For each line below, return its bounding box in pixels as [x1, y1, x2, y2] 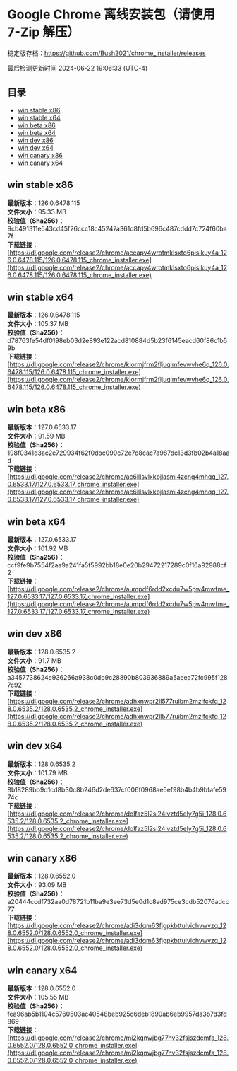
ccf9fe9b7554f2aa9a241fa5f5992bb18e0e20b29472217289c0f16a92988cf [7, 561, 227, 569]
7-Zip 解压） [7, 24, 80, 40]
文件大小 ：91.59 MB [7, 432, 66, 441]
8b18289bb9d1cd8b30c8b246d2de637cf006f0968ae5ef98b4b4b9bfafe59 [7, 785, 227, 794]
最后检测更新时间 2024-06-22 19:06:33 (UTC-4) [7, 64, 148, 72]
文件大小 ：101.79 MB [7, 768, 68, 777]
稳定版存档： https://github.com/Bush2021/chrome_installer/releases [7, 49, 206, 57]
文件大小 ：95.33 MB [7, 207, 67, 216]
